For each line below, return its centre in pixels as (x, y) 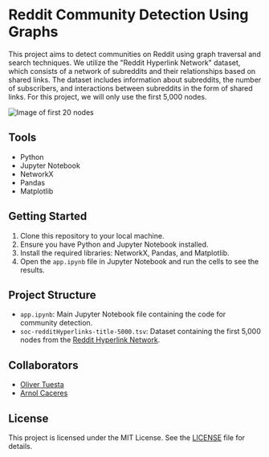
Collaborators (43, 365)
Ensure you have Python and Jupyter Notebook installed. (114, 244)
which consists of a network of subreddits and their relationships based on (132, 71)
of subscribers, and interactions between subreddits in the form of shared (130, 88)
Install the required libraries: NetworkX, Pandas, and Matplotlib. (125, 253)
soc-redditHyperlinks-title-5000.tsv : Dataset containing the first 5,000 (140, 332)
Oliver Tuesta (42, 385)
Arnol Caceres (44, 393)
